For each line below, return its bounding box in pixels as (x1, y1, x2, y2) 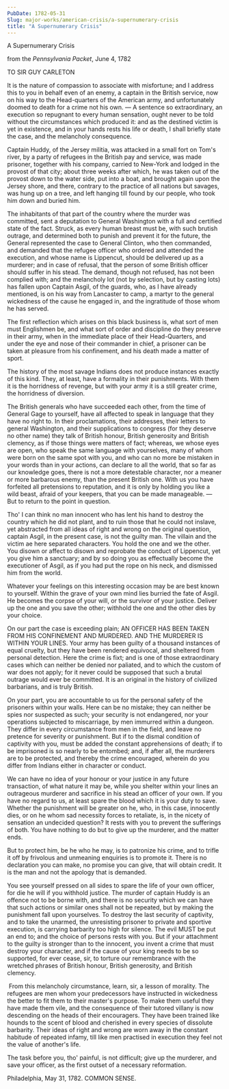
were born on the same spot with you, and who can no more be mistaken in (7, 454, 220, 462)
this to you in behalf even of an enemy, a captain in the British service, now (7, 88, 219, 97)
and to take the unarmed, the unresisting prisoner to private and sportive (7, 918, 212, 926)
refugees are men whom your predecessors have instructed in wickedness (7, 990, 218, 998)
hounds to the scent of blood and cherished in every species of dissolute (7, 1018, 213, 1027)
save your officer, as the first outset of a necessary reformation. (7, 1061, 187, 1069)
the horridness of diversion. (7, 389, 85, 397)
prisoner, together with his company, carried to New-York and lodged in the (7, 160, 220, 169)
